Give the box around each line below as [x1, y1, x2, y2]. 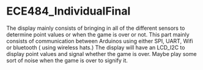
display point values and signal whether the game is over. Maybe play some [6, 50, 197, 57]
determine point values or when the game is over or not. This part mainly [6, 30, 190, 38]
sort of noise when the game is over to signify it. [6, 57, 128, 64]
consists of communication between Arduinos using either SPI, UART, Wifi [6, 37, 194, 44]
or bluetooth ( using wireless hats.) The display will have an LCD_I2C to [6, 44, 185, 51]
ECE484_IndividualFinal [6, 4, 131, 18]
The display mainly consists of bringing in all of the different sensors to [6, 24, 185, 32]
